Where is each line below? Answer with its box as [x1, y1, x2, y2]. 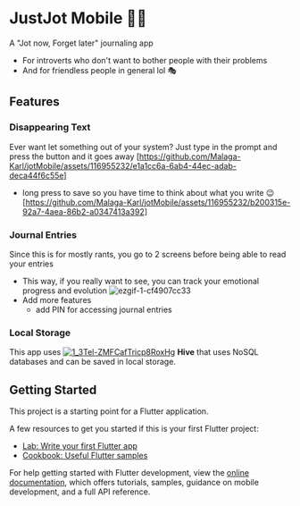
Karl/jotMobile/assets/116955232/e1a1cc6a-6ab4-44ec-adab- [9, 160, 237, 171]
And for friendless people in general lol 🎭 [21, 64, 177, 75]
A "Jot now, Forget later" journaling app [9, 38, 154, 48]
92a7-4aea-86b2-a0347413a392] [21, 206, 148, 217]
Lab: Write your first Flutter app [21, 441, 138, 451]
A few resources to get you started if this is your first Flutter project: [9, 424, 259, 434]
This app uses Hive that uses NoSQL [9, 347, 259, 358]
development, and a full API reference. [9, 486, 151, 497]
